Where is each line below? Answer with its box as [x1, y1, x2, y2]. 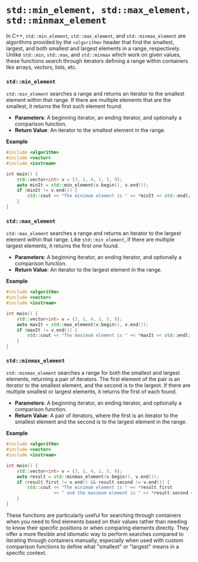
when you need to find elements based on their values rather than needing [6, 518, 187, 525]
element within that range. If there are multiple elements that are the [6, 97, 171, 104]
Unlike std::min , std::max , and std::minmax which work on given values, [6, 51, 181, 58]
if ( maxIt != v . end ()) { [16, 327, 78, 333]
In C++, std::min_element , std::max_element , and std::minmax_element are [6, 32, 186, 39]
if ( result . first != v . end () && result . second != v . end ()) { [16, 479, 170, 485]
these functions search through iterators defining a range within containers [6, 57, 189, 64]
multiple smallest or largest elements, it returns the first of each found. [6, 388, 177, 395]
